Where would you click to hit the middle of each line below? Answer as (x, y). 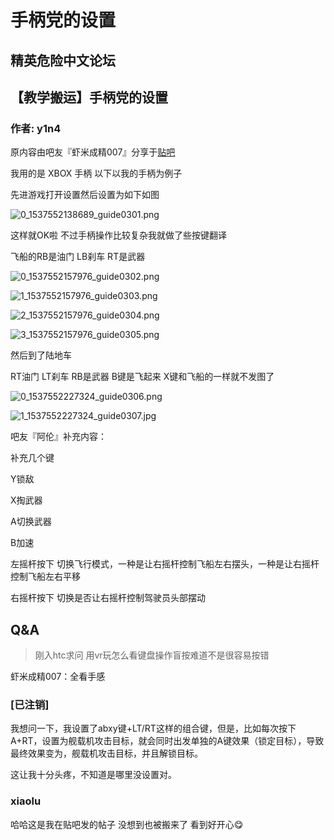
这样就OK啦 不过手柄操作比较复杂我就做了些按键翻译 (119, 235)
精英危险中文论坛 (63, 60)
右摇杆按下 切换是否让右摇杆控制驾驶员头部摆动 (108, 598)
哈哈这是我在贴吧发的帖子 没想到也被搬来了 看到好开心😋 (127, 824)
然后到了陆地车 (41, 355)
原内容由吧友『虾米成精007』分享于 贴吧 (93, 152)
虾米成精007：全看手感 (58, 677)
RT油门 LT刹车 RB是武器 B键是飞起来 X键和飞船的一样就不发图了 (142, 377)
